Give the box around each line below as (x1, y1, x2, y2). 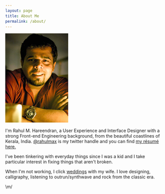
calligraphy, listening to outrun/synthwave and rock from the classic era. (5, 174, 155, 180)
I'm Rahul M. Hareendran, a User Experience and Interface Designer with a (5, 127, 160, 134)
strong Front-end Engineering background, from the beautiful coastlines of (5, 133, 160, 139)
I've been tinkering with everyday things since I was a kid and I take (5, 154, 145, 160)
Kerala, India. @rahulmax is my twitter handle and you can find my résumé (5, 139, 159, 145)
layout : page (5, 8, 33, 13)
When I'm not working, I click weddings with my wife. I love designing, (5, 169, 151, 175)
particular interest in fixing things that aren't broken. (5, 159, 113, 165)
